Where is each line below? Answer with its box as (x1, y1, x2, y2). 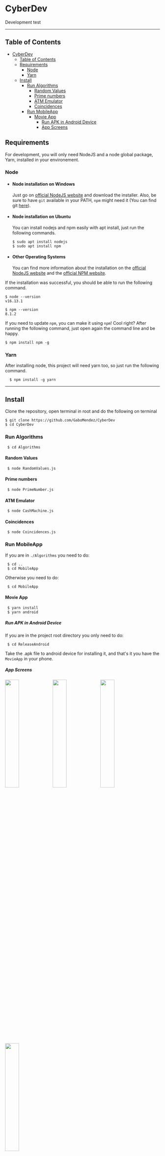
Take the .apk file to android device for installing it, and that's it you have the (5, 650, 160, 656)
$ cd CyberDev (5, 422, 34, 427)
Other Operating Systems (12, 254, 66, 260)
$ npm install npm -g (5, 340, 50, 345)
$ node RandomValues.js (7, 466, 56, 471)
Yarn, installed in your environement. (5, 157, 80, 163)
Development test (5, 19, 41, 25)
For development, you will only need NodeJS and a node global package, (5, 151, 153, 157)
